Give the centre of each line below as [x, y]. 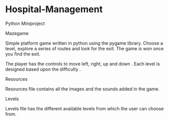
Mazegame [17, 33]
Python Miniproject [25, 23]
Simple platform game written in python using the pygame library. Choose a [84, 43]
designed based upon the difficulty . [43, 69]
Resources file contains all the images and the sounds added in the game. [82, 89]
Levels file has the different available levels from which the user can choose [84, 108]
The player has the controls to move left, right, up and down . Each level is [83, 64]
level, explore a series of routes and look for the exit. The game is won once [84, 48]
